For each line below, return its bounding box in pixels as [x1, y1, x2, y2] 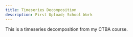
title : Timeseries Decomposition [5, 7, 77, 13]
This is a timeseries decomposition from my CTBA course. [5, 26, 128, 32]
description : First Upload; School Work [5, 12, 93, 17]
